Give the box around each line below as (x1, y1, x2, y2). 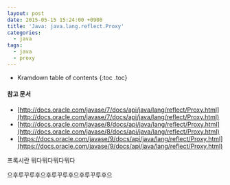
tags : (7, 42, 23, 49)
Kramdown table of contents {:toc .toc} (16, 73, 128, 82)
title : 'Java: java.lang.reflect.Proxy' (7, 23, 125, 29)
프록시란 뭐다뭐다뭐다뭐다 (7, 156, 76, 164)
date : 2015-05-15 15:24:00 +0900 (7, 16, 103, 23)
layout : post (7, 10, 45, 17)
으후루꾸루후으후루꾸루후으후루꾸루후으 (7, 171, 113, 179)
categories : (7, 29, 41, 36)
